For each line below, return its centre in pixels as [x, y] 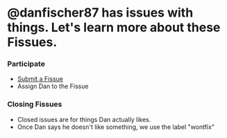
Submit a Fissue [40, 79]
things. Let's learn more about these [114, 27]
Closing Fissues [35, 104]
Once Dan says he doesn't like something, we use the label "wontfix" [116, 127]
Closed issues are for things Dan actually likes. [84, 119]
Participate [26, 64]
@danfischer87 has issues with [100, 13]
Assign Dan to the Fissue [53, 86]
